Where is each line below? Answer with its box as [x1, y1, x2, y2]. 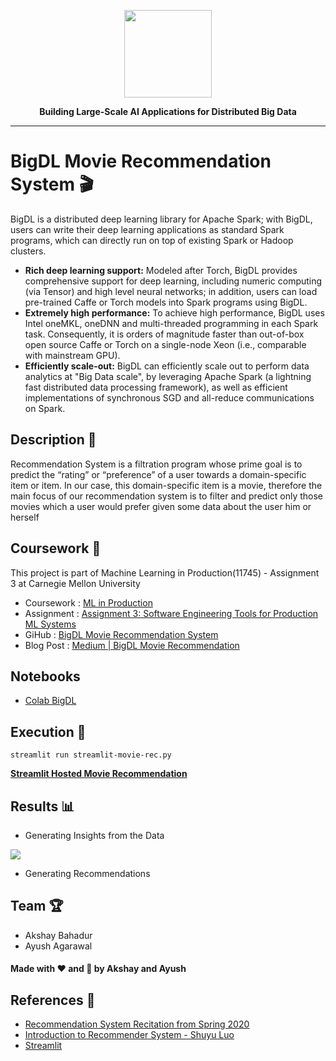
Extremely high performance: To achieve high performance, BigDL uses [24, 306, 325, 319]
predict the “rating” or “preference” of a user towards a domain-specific [10, 468, 307, 480]
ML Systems [24, 618, 77, 630]
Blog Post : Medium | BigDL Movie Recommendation [24, 639, 240, 651]
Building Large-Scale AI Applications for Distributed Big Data [39, 106, 297, 117]
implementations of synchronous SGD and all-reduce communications [24, 391, 315, 404]
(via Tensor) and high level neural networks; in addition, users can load [24, 285, 318, 297]
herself [10, 511, 40, 523]
